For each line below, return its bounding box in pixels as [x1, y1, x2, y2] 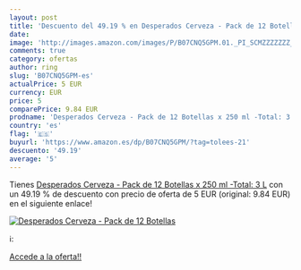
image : [9, 38, 34, 47]
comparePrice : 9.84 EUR [9, 105, 99, 114]
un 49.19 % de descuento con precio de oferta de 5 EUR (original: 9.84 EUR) [9, 189, 291, 199]
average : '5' [9, 154, 58, 164]
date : [9, 30, 30, 38]
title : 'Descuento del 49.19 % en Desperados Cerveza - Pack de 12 [9, 21, 267, 30]
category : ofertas [9, 55, 78, 63]
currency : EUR [9, 88, 63, 97]
